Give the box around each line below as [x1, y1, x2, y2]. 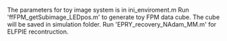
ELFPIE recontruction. [7, 27, 69, 36]
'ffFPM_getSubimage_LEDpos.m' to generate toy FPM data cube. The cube [7, 13, 220, 21]
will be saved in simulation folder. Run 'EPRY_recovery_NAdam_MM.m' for [7, 20, 217, 28]
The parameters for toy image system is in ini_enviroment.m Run [7, 6, 189, 14]
